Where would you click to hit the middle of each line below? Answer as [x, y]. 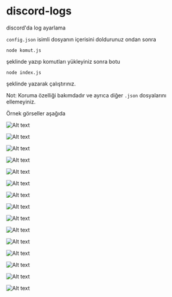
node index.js [24, 72]
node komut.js [24, 50]
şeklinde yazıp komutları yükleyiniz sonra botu [63, 61]
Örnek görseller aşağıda [36, 113]
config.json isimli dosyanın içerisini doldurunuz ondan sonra [81, 39]
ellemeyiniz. [21, 102]
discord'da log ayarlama [36, 28]
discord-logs [39, 11]
